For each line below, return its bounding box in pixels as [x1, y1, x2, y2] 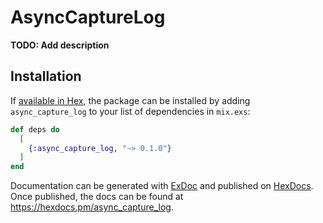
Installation [10, 68, 82, 85]
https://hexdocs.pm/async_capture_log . [10, 201, 174, 213]
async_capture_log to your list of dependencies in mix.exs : [10, 105, 251, 117]
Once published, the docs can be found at [10, 191, 184, 203]
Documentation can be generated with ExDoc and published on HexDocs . [10, 180, 314, 192]
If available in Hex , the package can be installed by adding [10, 94, 251, 106]
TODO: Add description [10, 39, 110, 51]
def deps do [10, 124, 60, 135]
